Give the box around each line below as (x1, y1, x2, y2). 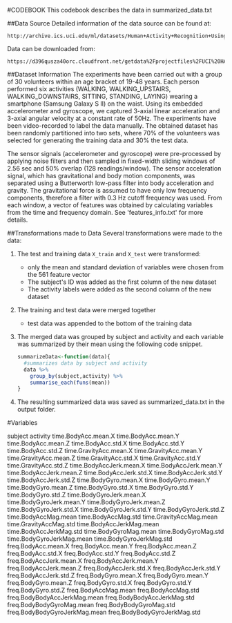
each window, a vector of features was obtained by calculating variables (7, 201, 213, 209)
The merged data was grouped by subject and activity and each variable (17, 333, 224, 341)
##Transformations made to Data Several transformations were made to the (7, 229, 222, 237)
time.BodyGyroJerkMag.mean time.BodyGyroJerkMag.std (7, 535, 173, 543)
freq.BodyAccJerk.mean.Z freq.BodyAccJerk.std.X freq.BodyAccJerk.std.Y (7, 564, 221, 573)
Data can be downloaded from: (7, 45, 95, 52)
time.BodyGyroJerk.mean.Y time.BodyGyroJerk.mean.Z (7, 498, 166, 506)
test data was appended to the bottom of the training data (27, 319, 192, 327)
